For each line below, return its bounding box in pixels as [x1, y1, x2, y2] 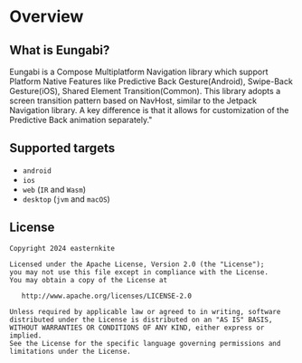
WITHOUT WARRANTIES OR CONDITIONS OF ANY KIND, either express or [9, 323, 265, 332]
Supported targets [9, 140, 116, 156]
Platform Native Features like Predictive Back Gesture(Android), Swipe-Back [9, 76, 294, 87]
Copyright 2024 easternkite [9, 244, 116, 253]
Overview [9, 6, 84, 27]
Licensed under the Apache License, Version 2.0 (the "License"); [9, 260, 265, 269]
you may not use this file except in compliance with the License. [9, 267, 269, 277]
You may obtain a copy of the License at [9, 275, 168, 284]
